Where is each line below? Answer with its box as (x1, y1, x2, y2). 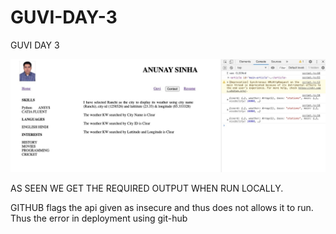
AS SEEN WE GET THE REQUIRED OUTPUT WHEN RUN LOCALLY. (10, 182, 284, 195)
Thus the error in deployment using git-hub (10, 212, 188, 225)
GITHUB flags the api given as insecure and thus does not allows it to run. (10, 202, 314, 214)
